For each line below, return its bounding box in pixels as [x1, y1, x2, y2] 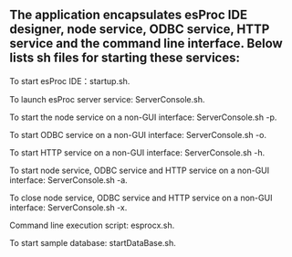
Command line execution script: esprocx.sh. [9, 220, 175, 230]
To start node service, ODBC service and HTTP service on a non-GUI [9, 165, 270, 176]
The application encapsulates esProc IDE [9, 7, 248, 23]
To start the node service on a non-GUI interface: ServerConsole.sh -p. [9, 112, 277, 123]
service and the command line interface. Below [9, 36, 283, 51]
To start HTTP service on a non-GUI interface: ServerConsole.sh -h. [9, 146, 266, 158]
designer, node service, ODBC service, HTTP [9, 22, 270, 37]
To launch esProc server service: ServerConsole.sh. [9, 93, 205, 104]
